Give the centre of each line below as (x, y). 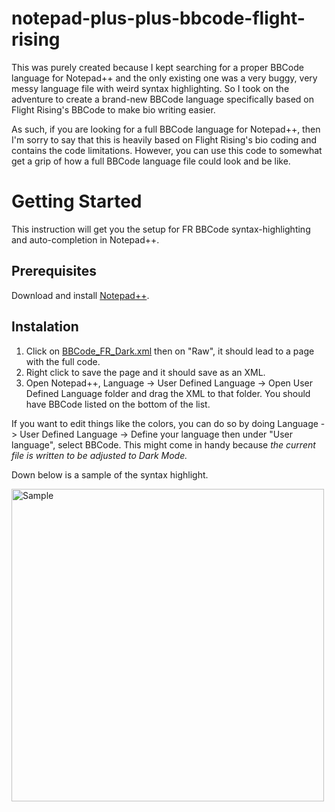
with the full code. (63, 361)
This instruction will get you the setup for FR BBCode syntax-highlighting (161, 229)
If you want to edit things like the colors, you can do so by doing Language (165, 423)
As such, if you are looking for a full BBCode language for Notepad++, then (166, 129)
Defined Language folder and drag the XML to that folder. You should (168, 393)
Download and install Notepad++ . (80, 295)
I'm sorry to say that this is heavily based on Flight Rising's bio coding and (164, 139)
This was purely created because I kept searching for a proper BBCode (157, 67)
